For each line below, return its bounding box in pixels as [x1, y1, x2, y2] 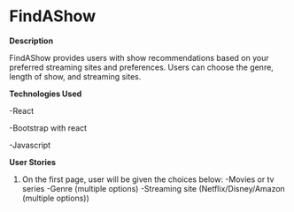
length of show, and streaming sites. [9, 71, 142, 81]
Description [9, 35, 54, 46]
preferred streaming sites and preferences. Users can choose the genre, [9, 62, 275, 72]
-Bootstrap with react [9, 122, 87, 133]
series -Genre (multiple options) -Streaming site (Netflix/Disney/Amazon [21, 183, 285, 193]
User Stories [9, 156, 56, 167]
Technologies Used [9, 88, 82, 99]
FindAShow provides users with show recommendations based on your [9, 52, 270, 63]
